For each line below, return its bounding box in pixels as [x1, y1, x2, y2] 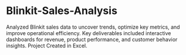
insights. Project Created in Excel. [6, 42, 88, 49]
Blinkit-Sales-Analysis [6, 4, 117, 18]
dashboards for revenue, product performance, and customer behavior [6, 36, 178, 43]
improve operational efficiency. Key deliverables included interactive [6, 29, 171, 36]
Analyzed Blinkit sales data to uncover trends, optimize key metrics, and [6, 23, 180, 30]
